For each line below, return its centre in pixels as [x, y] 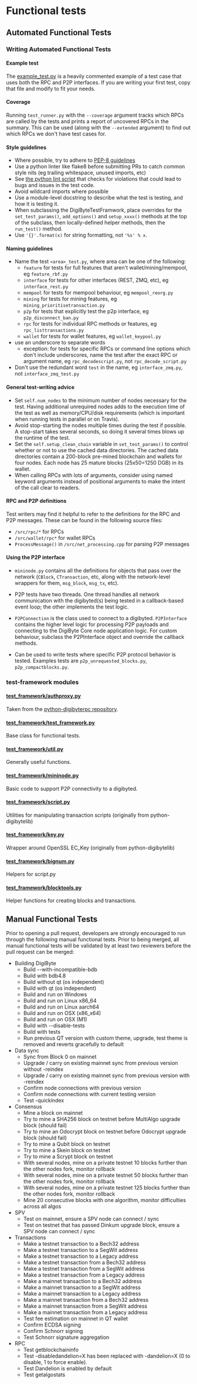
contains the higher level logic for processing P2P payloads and [91, 624]
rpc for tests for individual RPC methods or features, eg [90, 324]
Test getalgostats [44, 1375]
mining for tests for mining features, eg [70, 299]
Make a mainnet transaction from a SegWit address [85, 1306]
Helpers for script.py [31, 874]
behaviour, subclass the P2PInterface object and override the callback [99, 637]
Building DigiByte [35, 963]
